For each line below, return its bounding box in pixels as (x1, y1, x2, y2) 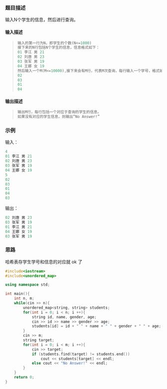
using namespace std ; (5, 282, 50, 287)
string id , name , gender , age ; (31, 314, 97, 320)
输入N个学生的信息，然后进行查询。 (5, 16, 79, 23)
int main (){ (5, 291, 30, 296)
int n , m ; (14, 296, 35, 301)
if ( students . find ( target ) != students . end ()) (31, 352, 130, 357)
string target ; (23, 338, 55, 343)
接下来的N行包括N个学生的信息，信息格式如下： (17, 45, 100, 50)
